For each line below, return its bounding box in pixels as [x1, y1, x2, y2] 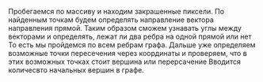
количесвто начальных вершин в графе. [8, 65, 144, 74]
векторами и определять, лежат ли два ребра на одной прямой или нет [8, 32, 252, 41]
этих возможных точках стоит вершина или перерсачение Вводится [8, 57, 242, 66]
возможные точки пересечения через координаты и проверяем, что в [8, 49, 247, 58]
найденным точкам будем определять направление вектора [8, 15, 214, 24]
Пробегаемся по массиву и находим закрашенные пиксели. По [8, 7, 224, 16]
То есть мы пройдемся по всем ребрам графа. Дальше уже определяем [8, 40, 256, 50]
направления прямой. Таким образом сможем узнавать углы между [8, 24, 242, 32]
